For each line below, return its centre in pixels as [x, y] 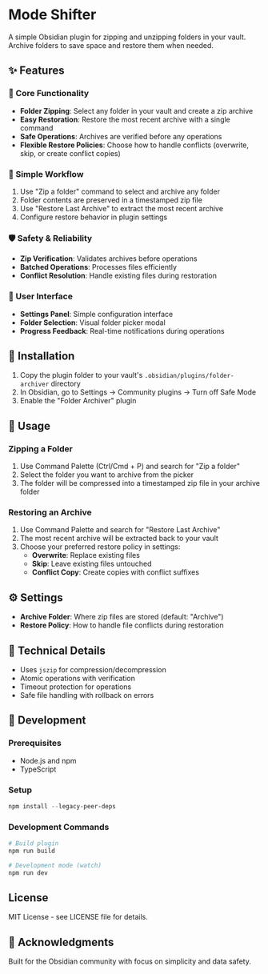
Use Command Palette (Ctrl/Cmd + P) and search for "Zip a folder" [130, 467]
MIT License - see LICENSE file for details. [78, 917]
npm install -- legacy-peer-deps [62, 806]
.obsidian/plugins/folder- [189, 376]
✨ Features [36, 71]
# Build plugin [34, 844]
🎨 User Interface [41, 296]
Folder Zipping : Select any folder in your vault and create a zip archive [136, 110]
